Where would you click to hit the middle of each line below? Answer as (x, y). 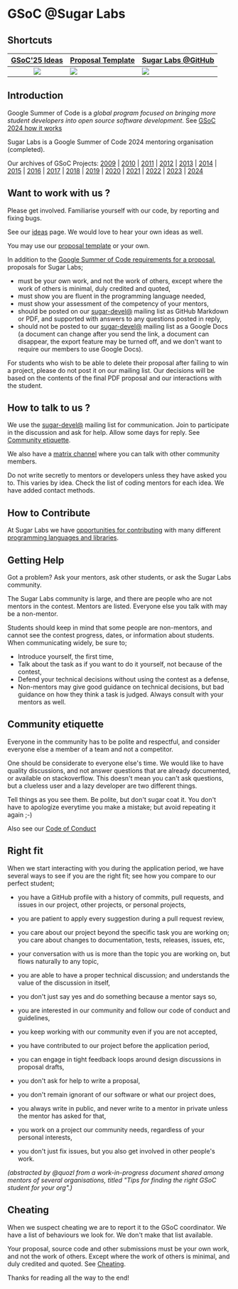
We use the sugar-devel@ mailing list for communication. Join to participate (118, 425)
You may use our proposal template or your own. (79, 245)
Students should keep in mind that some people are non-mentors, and (110, 628)
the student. (25, 385)
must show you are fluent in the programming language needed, (112, 296)
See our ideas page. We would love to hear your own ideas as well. (106, 232)
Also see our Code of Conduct (52, 828)
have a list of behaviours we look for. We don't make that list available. (110, 1235)
